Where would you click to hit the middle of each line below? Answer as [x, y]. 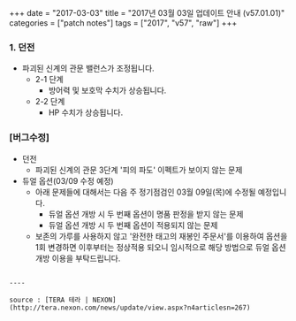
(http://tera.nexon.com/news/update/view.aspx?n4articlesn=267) [130, 308]
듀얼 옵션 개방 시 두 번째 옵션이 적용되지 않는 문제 [133, 225]
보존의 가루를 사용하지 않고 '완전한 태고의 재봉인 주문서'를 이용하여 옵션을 [161, 236]
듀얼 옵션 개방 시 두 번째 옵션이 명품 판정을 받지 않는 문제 [146, 214]
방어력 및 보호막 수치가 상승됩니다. [107, 90]
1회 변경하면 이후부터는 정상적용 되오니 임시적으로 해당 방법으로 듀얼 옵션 [160, 247]
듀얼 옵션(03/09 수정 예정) [68, 180]
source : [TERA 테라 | [49, 300]
